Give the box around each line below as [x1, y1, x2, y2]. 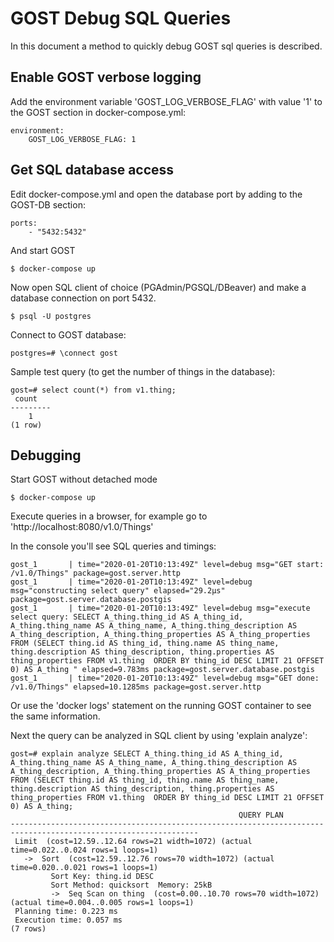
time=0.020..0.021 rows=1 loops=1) [10, 863, 159, 873]
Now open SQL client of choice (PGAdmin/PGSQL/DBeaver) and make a [10, 281, 307, 293]
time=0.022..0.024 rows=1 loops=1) [10, 845, 159, 856]
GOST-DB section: [10, 198, 86, 211]
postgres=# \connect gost [10, 348, 118, 358]
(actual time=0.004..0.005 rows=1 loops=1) [10, 898, 195, 908]
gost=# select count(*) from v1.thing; [10, 385, 177, 395]
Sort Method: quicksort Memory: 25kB [50, 880, 213, 891]
